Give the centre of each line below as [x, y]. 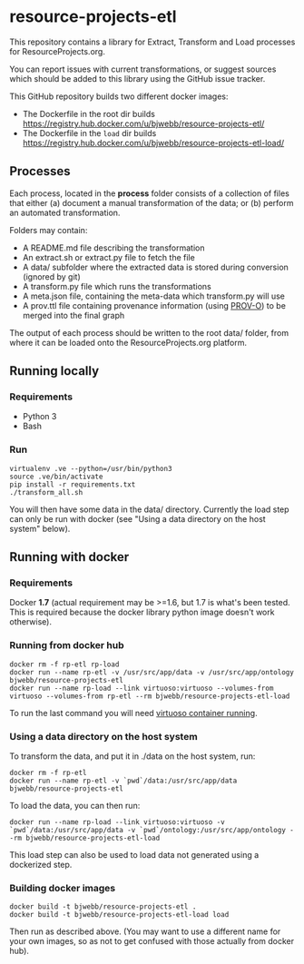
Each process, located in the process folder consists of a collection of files [150, 193]
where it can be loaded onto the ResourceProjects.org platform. [128, 342]
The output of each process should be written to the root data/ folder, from [149, 332]
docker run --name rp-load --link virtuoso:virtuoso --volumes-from [142, 688]
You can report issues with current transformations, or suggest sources [143, 69]
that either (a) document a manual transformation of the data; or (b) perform [152, 202]
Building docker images [63, 888]
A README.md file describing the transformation [113, 248]
